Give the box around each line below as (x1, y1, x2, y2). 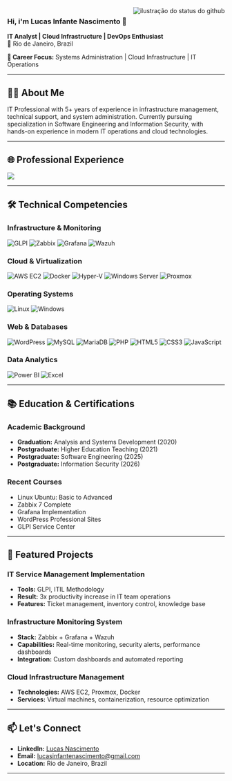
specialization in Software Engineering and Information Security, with (7, 120, 204, 129)
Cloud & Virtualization (7, 256, 83, 265)
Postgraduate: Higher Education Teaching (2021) (17, 445, 158, 453)
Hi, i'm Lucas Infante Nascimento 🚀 (7, 17, 127, 26)
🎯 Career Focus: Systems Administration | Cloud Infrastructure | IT (7, 53, 197, 62)
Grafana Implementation (17, 507, 86, 516)
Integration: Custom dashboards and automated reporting (17, 655, 184, 663)
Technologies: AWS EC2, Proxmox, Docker (17, 688, 141, 697)
